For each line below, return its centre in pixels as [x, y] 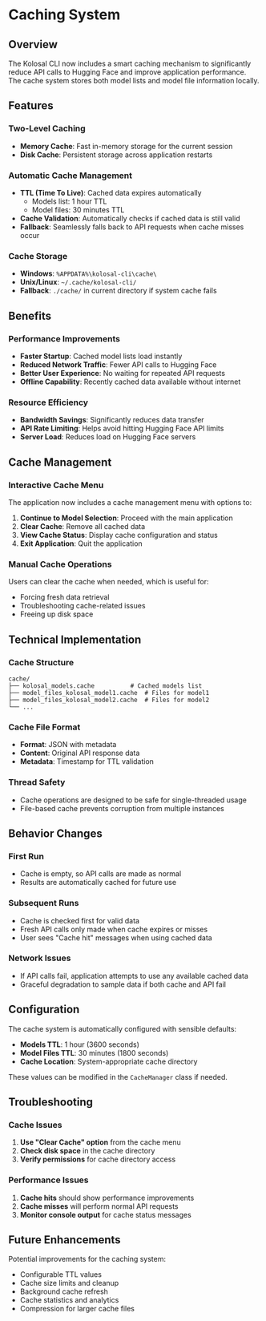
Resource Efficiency [48, 402]
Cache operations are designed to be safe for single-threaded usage [133, 800]
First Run [26, 856]
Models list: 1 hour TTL [69, 201]
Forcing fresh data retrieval [64, 597]
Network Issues [40, 958]
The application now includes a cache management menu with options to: [130, 502]
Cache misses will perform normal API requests [99, 1206]
